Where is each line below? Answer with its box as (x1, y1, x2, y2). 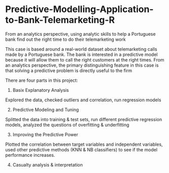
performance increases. (5, 152, 56, 158)
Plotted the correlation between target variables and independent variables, (5, 141, 163, 147)
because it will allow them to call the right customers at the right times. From (5, 56, 164, 63)
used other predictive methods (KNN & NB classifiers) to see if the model (5, 146, 158, 152)
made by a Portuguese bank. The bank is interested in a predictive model (5, 51, 158, 57)
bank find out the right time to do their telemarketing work (5, 36, 126, 42)
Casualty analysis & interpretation (12, 161, 83, 167)
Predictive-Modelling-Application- (5, 4, 154, 15)
